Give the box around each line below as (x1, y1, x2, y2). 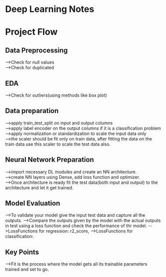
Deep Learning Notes (5, 3, 94, 15)
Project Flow (5, 26, 58, 38)
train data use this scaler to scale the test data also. (5, 141, 111, 147)
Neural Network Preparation (5, 155, 94, 164)
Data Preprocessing (5, 46, 68, 54)
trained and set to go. (5, 267, 49, 273)
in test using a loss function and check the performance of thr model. (5, 223, 147, 229)
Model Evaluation (5, 199, 61, 208)
